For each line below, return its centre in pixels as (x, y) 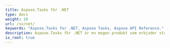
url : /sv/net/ (20, 24)
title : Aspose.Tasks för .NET (37, 10)
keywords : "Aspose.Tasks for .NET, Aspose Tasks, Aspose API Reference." (85, 28)
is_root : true (20, 38)
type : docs (17, 14)
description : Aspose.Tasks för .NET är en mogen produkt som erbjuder (81, 33)
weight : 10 (17, 19)
